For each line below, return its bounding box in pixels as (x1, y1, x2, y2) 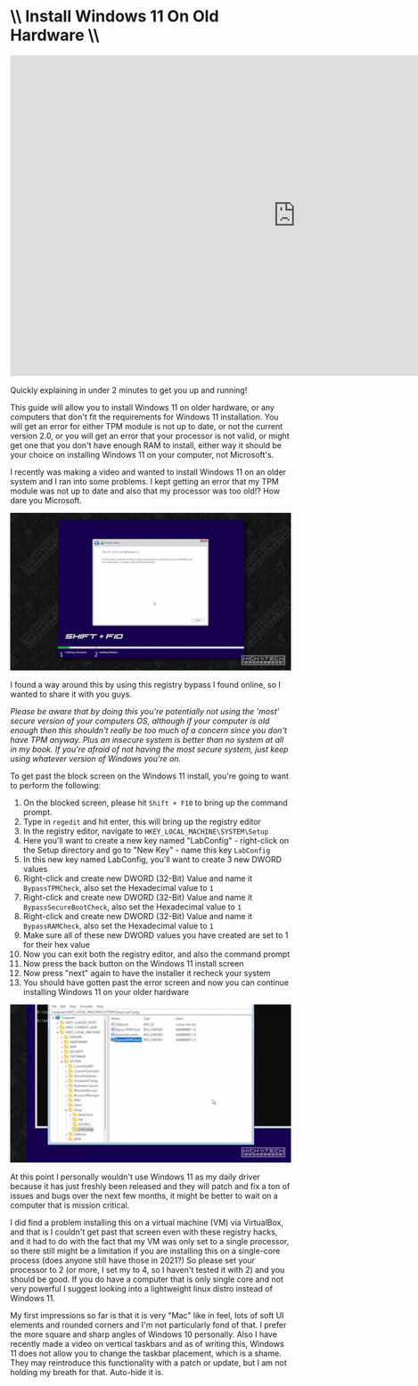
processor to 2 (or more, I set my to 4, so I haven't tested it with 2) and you (10, 1264, 285, 1275)
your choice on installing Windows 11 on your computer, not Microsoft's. (10, 449, 275, 460)
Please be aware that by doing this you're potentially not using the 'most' (10, 706, 280, 717)
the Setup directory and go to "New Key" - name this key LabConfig (22, 844, 271, 856)
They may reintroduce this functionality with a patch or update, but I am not (10, 1357, 288, 1368)
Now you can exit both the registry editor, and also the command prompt (22, 949, 291, 959)
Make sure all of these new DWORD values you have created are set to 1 (22, 930, 289, 941)
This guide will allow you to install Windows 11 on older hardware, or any (10, 402, 275, 412)
